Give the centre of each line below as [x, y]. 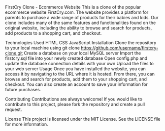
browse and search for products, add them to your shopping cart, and [76, 79]
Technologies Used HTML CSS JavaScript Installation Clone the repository [81, 43]
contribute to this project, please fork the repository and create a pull [75, 104]
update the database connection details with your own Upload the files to [80, 64]
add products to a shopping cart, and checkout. [53, 33]
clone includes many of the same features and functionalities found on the [81, 23]
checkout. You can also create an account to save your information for [76, 84]
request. [14, 109]
